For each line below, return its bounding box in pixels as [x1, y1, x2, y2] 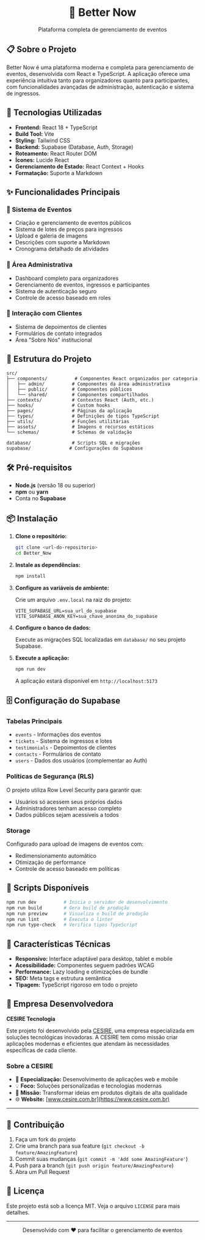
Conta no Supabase [15, 495, 66, 502]
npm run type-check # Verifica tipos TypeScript [6, 922, 138, 928]
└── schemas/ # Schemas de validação [6, 429, 132, 435]
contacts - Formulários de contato [15, 750, 101, 758]
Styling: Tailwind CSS [15, 137, 71, 144]
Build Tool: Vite [15, 130, 54, 137]
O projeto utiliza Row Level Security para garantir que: [6, 786, 142, 794]
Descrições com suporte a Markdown [15, 239, 110, 246]
